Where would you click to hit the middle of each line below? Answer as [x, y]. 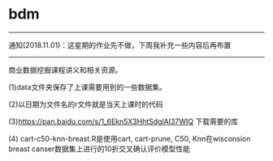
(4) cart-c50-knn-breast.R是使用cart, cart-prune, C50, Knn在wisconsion [130, 138]
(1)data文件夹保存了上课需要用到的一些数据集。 [87, 87]
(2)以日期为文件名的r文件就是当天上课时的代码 [86, 104]
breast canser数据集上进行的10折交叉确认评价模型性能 [100, 148]
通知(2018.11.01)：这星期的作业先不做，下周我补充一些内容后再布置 [120, 44]
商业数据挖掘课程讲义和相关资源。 [65, 70]
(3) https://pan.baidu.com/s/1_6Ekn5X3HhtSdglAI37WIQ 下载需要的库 [123, 121]
